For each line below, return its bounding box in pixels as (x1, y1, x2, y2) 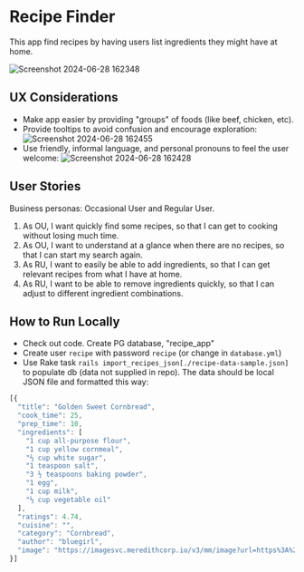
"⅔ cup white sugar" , (25, 453, 107, 462)
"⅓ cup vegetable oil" (25, 495, 111, 504)
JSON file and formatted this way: (22, 376, 149, 387)
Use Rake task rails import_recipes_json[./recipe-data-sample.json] (22, 357, 290, 368)
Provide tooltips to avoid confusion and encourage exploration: (22, 123, 258, 134)
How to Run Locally (9, 314, 120, 329)
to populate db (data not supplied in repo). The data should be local (22, 367, 274, 378)
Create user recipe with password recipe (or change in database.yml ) (22, 347, 282, 359)
